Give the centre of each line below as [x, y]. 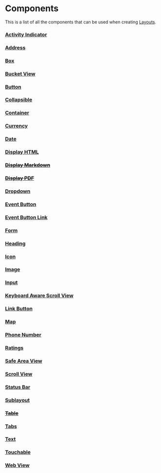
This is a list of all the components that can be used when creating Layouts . [81, 22]
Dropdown [18, 191]
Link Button [19, 309]
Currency [17, 126]
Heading [15, 243]
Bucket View [20, 73]
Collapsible [19, 100]
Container [17, 113]
